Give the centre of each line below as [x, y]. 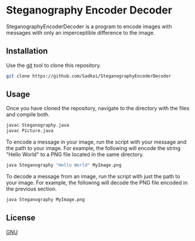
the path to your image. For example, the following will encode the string [93, 148]
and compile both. [28, 114]
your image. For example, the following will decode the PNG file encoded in [97, 183]
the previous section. [31, 189]
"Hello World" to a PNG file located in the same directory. [75, 155]
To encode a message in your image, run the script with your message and [96, 142]
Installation [27, 51]
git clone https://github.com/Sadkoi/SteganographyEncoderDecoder [89, 76]
